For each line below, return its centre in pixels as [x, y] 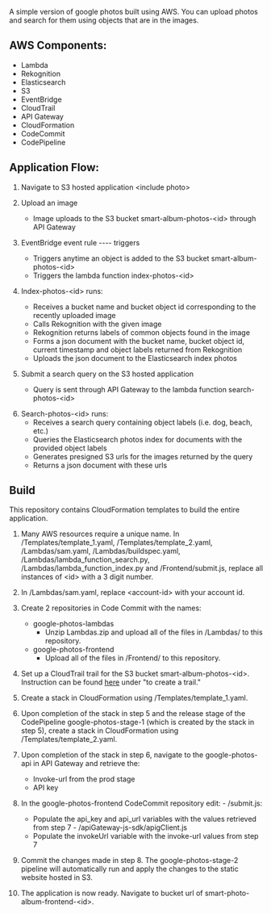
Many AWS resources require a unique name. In [100, 534]
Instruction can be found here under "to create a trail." [110, 682]
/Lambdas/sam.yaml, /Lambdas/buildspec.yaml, [100, 551]
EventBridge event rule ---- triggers [80, 242]
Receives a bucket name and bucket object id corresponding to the [144, 307]
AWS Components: [58, 46]
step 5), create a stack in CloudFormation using [100, 731]
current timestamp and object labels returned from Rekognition [138, 350]
